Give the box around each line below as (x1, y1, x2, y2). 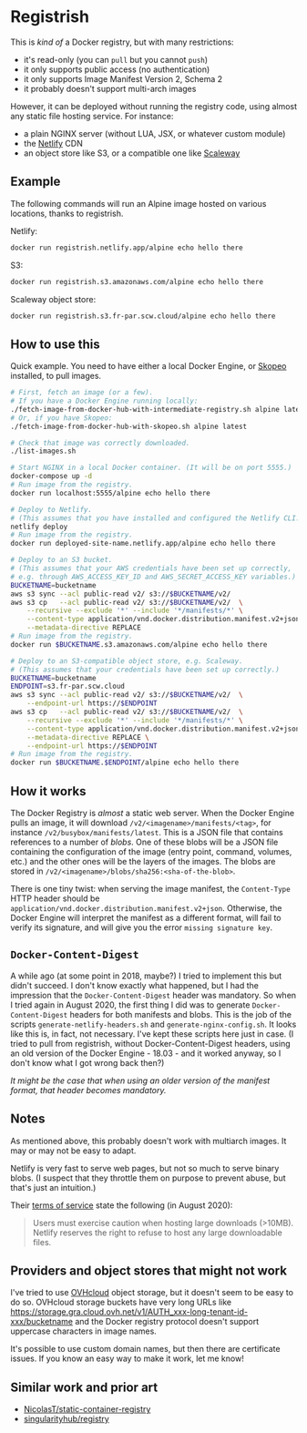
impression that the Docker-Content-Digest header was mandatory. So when (10, 989, 297, 1000)
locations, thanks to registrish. (10, 208, 124, 219)
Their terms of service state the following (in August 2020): (10, 1200, 233, 1211)
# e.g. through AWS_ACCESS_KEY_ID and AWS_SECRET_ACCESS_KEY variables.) (10, 572, 297, 581)
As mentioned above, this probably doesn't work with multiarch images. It (10, 1135, 287, 1146)
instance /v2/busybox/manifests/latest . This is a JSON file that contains (10, 827, 283, 837)
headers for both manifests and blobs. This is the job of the (69, 1008, 292, 1019)
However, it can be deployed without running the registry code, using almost (10, 100, 298, 111)
